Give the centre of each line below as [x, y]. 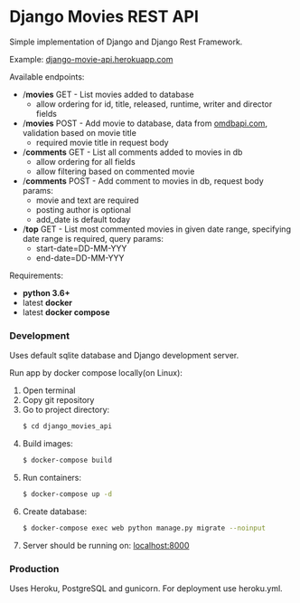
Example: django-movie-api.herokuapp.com [91, 59]
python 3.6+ [46, 292]
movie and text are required [87, 200]
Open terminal [49, 390]
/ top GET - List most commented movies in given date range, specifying [157, 229]
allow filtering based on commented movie [115, 171]
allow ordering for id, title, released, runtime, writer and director [154, 104]
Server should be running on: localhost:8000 [106, 545]
